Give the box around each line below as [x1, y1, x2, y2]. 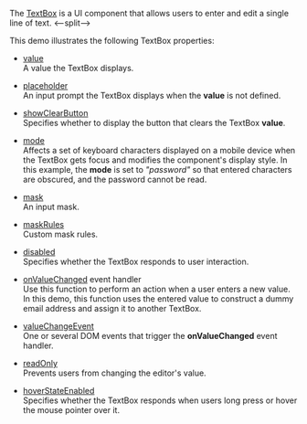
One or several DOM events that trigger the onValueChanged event [22, 331, 278, 341]
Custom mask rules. [22, 228, 99, 239]
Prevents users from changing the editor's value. [22, 367, 207, 378]
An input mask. [22, 201, 79, 212]
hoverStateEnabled [22, 386, 95, 396]
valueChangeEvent [22, 321, 94, 332]
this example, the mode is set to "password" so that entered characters [22, 164, 292, 175]
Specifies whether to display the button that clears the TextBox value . [22, 118, 286, 128]
